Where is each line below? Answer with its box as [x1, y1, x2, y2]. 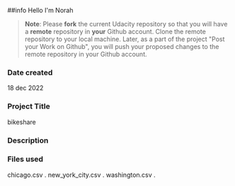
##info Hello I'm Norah [7, 6, 74, 14]
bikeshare [7, 117, 37, 126]
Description [7, 135, 49, 145]
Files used [7, 154, 44, 164]
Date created [7, 67, 53, 77]
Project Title [7, 102, 51, 111]
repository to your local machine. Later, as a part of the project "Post [24, 35, 225, 43]
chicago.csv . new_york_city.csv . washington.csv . [7, 170, 156, 179]
